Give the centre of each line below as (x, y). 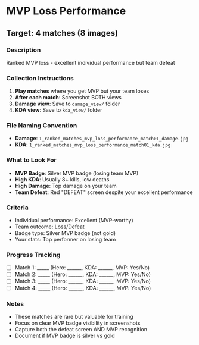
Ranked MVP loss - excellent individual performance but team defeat (91, 62)
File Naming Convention (42, 126)
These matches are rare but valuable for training (74, 316)
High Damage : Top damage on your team (66, 186)
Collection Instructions (40, 78)
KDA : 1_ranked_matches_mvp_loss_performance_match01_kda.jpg (93, 145)
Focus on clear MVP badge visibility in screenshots (77, 323)
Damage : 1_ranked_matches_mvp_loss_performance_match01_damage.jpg (102, 139)
